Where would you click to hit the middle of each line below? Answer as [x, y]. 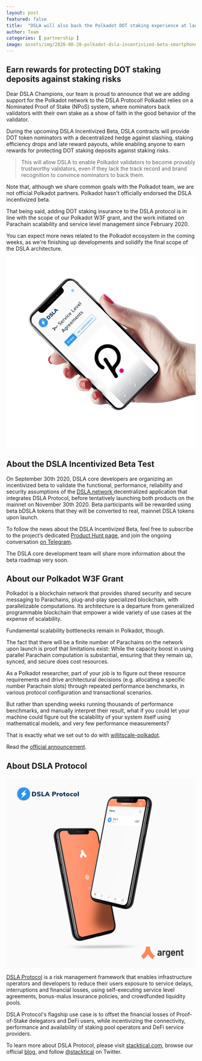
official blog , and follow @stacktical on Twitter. [64, 1052]
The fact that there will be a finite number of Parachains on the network [95, 643]
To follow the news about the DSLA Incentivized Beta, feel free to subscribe [100, 529]
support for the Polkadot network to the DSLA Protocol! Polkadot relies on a [100, 100]
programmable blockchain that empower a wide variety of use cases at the [99, 612]
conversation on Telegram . [39, 542]
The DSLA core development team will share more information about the [96, 553]
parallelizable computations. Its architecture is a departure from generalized [100, 606]
